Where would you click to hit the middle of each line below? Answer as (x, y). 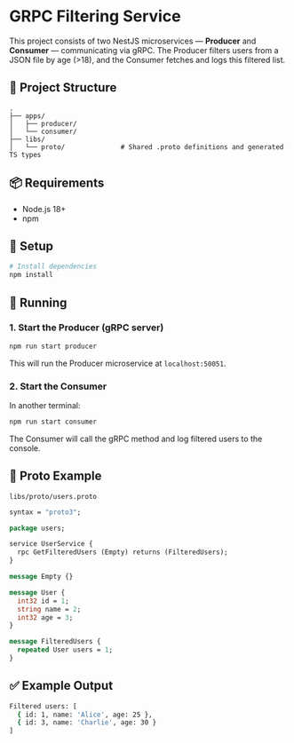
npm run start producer (53, 346)
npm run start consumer (53, 422)
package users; (37, 528)
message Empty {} (41, 577)
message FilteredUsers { (55, 642)
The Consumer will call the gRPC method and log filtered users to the (136, 439)
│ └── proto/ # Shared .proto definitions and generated (147, 147)
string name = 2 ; (49, 609)
